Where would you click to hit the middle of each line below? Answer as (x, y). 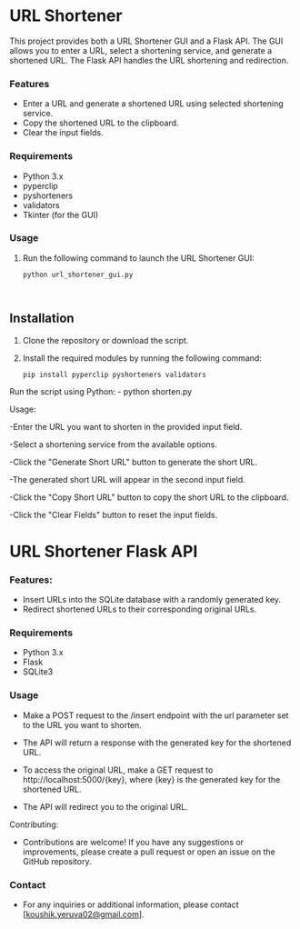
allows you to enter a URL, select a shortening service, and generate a (141, 50)
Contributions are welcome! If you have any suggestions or (133, 842)
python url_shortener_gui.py (78, 275)
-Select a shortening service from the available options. (114, 444)
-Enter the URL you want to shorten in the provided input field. (126, 426)
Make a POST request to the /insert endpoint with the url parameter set (155, 715)
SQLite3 (38, 672)
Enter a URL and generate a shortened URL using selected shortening (153, 104)
